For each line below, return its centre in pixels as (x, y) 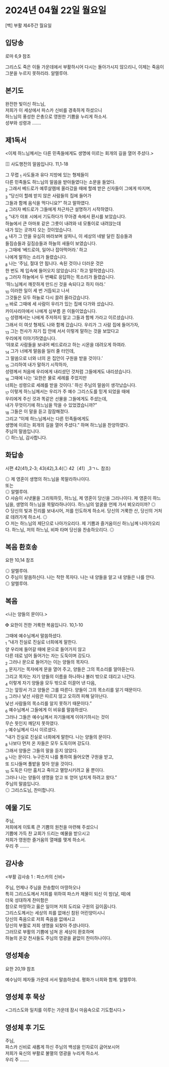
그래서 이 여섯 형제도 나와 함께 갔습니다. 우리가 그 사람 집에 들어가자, (72, 324)
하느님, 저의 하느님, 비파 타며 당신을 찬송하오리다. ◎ (63, 529)
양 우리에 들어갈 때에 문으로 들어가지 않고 (46, 649)
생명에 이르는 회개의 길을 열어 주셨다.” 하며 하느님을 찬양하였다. (67, 425)
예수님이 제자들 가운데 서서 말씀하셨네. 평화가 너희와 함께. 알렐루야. (71, 979)
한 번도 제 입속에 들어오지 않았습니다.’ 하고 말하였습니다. (60, 270)
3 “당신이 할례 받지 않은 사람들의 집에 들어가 (48, 196)
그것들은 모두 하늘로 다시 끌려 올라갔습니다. (48, 298)
